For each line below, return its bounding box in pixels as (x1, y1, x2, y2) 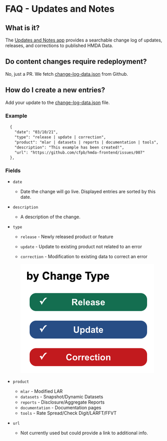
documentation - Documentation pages (20, 405, 102, 411)
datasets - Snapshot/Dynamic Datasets (20, 394, 104, 400)
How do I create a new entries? (5, 86, 106, 95)
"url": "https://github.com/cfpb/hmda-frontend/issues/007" (14, 150, 145, 155)
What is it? (5, 24, 40, 32)
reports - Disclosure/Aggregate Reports (20, 399, 105, 405)
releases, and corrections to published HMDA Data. (5, 43, 113, 49)
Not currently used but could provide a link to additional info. (20, 430, 148, 436)
